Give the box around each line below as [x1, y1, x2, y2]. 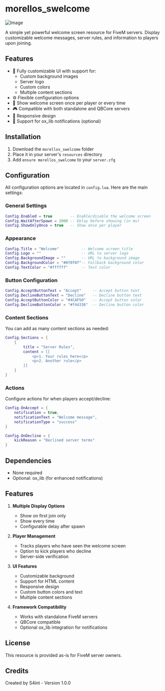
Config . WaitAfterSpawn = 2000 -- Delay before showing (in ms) [5, 218, 140, 223]
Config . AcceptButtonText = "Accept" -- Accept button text [5, 288, 140, 294]
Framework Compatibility [12, 604, 66, 610]
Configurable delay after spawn [19, 523, 85, 529]
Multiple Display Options [12, 503, 65, 509]
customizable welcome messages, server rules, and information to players [5, 35, 158, 41]
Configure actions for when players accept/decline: [5, 396, 111, 402]
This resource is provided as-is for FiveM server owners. [5, 652, 122, 658]
